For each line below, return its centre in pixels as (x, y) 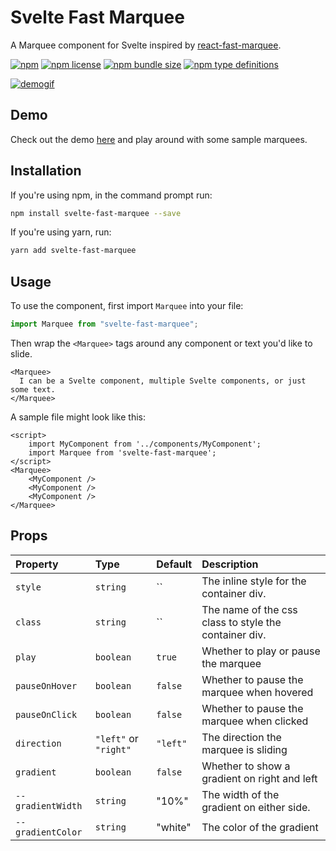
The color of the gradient (260, 827)
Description (230, 564)
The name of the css (249, 609)
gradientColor (49, 832)
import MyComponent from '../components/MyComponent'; (145, 444)
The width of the (240, 794)
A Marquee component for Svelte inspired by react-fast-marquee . (146, 45)
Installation (46, 171)
